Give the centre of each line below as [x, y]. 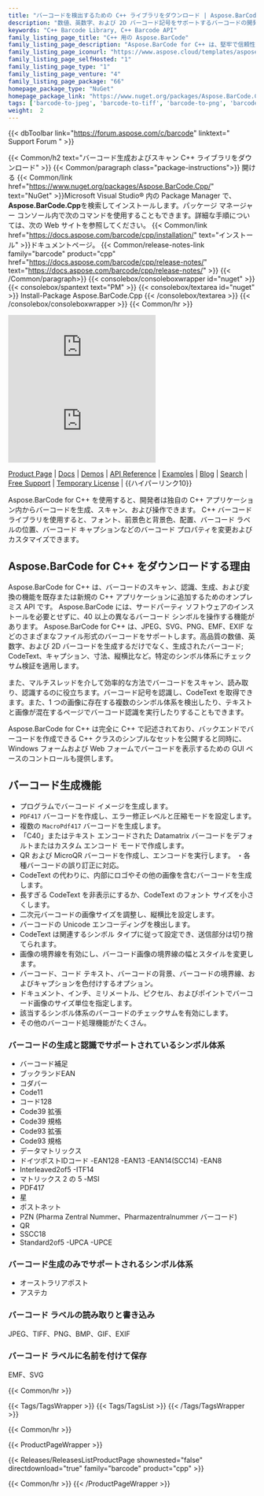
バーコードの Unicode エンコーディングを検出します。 [107, 924]
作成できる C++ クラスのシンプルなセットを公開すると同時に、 [144, 738]
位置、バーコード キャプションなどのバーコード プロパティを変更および [137, 529]
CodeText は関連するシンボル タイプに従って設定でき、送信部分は [126, 934]
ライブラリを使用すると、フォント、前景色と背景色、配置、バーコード [122, 520]
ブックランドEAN [48, 1073]
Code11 [31, 1092]
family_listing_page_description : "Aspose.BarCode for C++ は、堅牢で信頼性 [132, 45]
